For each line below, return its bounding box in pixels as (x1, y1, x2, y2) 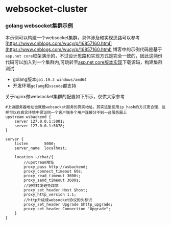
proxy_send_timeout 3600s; (23, 178, 81, 183)
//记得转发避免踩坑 (23, 183, 59, 188)
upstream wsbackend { (5, 115, 52, 120)
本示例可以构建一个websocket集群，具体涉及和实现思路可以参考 (5, 35, 140, 41)
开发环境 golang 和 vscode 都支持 (12, 82, 77, 89)
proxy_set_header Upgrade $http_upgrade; (23, 202, 113, 207)
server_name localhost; (14, 146, 67, 151)
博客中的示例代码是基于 (113, 46, 162, 52)
